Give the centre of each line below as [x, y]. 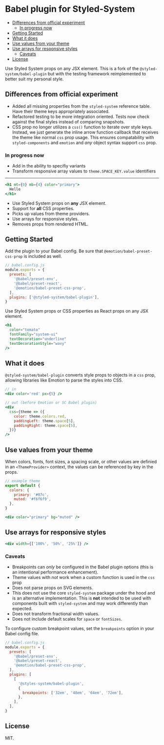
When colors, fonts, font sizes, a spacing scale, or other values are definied [81, 461]
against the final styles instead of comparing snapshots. [69, 121]
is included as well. [43, 256]
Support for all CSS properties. [43, 208]
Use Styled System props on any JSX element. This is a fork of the [72, 68]
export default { [23, 485]
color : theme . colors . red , [40, 416]
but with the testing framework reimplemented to [97, 73]
